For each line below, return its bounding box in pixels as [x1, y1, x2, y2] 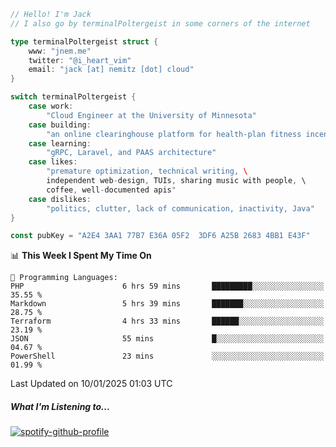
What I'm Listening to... [10, 400, 111, 412]
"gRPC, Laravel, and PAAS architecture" [46, 148, 217, 158]
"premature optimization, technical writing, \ [46, 166, 248, 177]
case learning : [28, 138, 92, 149]
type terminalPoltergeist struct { [10, 36, 159, 47]
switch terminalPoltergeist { [10, 92, 137, 102]
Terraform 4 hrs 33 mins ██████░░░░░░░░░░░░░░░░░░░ [10, 316, 325, 327]
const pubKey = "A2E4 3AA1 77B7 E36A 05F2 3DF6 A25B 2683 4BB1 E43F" [10, 231, 311, 241]
